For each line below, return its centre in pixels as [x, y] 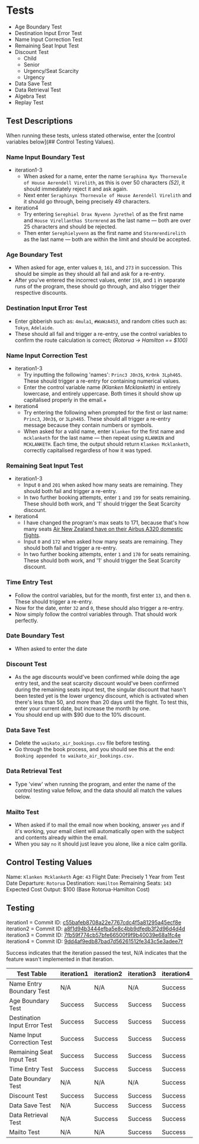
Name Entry [26, 984]
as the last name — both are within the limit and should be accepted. [107, 239]
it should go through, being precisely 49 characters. [87, 202]
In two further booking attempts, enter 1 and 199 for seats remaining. [107, 498]
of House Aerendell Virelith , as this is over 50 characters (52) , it [104, 183]
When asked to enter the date [51, 649]
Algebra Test [30, 96]
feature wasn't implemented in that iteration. [60, 959]
